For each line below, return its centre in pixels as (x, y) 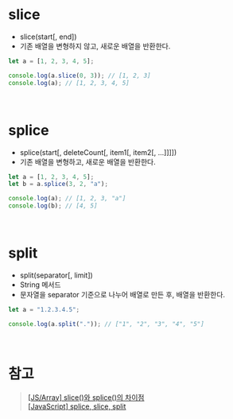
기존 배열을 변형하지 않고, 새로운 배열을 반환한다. (95, 46)
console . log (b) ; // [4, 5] (53, 206)
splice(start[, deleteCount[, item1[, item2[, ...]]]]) (98, 152)
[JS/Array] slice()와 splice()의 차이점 (86, 397)
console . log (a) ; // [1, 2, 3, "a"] (67, 199)
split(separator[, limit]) (56, 275)
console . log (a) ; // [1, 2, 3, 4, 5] (69, 83)
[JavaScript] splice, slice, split (77, 406)
